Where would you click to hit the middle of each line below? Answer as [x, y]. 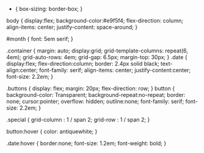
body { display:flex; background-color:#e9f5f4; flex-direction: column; [95, 20]
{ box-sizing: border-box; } [49, 9]
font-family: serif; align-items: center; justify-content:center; [115, 70]
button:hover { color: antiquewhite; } [52, 131]
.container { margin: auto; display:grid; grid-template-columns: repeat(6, [97, 51]
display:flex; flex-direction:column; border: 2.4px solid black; [83, 64]
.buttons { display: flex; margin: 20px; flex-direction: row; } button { [91, 88]
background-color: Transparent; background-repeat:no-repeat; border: [96, 95]
